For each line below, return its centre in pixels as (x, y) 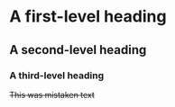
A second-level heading (78, 50)
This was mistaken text (52, 94)
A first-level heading (88, 17)
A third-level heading (57, 76)
